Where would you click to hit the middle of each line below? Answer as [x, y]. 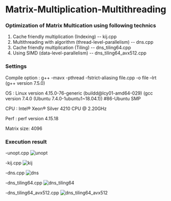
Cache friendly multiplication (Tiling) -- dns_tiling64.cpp [72, 48]
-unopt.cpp [17, 153]
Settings [16, 66]
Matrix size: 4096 [24, 128]
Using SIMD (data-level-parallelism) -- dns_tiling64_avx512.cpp [80, 53]
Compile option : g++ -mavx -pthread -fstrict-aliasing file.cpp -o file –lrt [81, 78]
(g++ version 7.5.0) [25, 83]
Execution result [26, 141]
